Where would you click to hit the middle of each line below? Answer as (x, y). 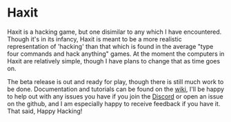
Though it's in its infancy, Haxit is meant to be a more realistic (94, 39)
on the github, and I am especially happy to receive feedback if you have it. (114, 103)
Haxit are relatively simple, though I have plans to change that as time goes (114, 61)
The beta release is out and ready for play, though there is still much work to (115, 81)
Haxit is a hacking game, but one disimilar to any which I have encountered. (114, 32)
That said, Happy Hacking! (45, 111)
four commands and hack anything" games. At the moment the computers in (116, 54)
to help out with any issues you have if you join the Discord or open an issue (115, 96)
